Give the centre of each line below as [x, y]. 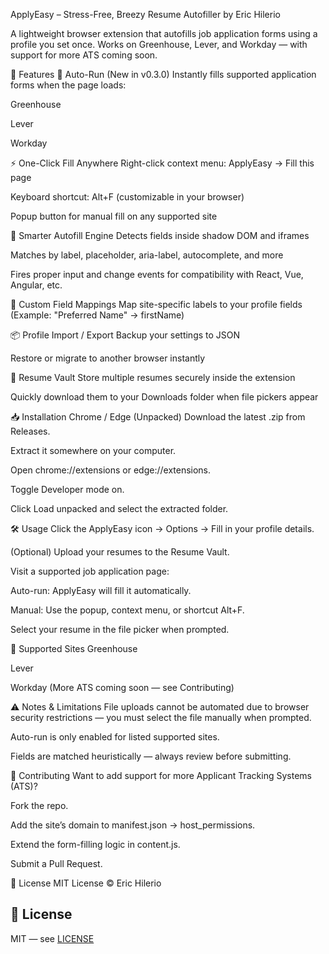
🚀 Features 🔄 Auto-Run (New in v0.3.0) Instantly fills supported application [163, 74]
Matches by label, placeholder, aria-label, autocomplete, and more [147, 255]
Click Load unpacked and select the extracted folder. [119, 508]
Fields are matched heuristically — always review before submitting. [151, 756]
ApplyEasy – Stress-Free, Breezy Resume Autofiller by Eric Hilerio [145, 14]
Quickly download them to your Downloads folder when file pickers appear [164, 397]
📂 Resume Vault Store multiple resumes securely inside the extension [153, 377]
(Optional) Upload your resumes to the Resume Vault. [120, 552]
